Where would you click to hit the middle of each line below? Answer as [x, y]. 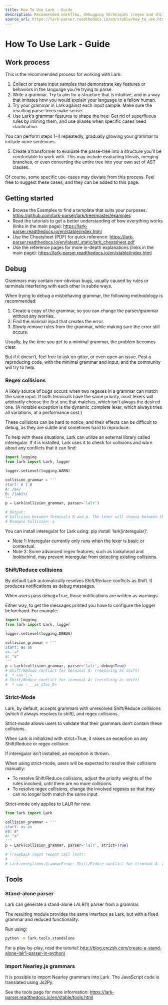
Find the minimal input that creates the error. [58, 321]
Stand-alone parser [29, 893]
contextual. [24, 546]
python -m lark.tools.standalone [40, 938]
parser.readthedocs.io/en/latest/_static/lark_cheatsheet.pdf [73, 242]
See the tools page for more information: [47, 992]
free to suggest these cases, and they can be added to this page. [72, 182]
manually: [15, 768]
